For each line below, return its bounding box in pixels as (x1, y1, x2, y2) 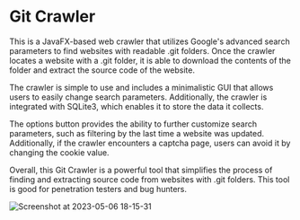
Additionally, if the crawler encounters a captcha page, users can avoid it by (9, 137, 291, 148)
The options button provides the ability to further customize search (9, 119, 258, 129)
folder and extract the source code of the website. (9, 65, 196, 75)
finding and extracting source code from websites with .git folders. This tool (9, 173, 290, 185)
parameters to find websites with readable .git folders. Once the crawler (9, 45, 276, 56)
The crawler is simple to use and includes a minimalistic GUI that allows (9, 82, 274, 92)
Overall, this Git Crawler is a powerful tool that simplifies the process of (9, 164, 273, 175)
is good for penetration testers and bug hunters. (9, 183, 187, 194)
